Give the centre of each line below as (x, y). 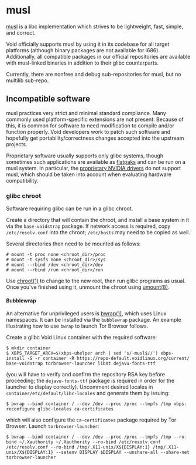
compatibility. (23, 180)
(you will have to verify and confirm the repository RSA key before (86, 375)
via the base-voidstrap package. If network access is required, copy (88, 226)
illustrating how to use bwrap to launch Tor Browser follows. (77, 326)
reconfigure (20, 409)
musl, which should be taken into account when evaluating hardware (89, 174)
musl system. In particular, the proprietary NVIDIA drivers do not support (94, 168)
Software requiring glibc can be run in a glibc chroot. (70, 208)
